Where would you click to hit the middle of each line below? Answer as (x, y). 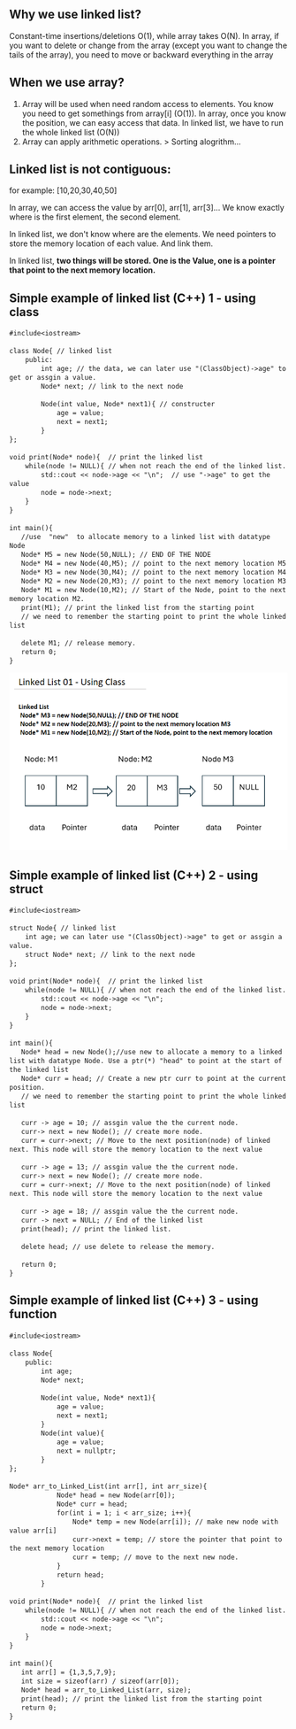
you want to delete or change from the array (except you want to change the (148, 45)
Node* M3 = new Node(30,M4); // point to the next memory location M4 (154, 573)
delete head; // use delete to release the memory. (118, 1247)
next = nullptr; (86, 1451)
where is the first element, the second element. (95, 217)
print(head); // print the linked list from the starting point (142, 1699)
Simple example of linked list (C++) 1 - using (133, 298)
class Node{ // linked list (61, 351)
